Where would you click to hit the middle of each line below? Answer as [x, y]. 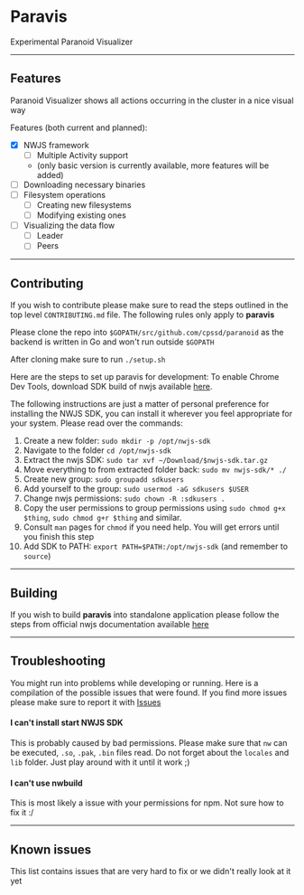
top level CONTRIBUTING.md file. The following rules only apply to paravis [143, 315]
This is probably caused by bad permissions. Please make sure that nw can [149, 742]
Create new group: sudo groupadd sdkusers [103, 479]
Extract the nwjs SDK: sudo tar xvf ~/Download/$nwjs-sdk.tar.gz [146, 460]
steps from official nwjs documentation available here [110, 624]
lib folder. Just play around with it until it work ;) [100, 762]
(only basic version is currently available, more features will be [153, 165]
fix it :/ [22, 813]
